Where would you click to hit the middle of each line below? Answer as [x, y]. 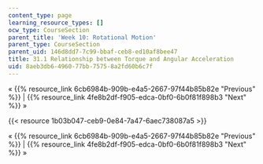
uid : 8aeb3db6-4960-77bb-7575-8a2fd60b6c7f [81, 67]
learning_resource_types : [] [56, 23]
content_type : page [40, 15]
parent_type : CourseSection [54, 45]
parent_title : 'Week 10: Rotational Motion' [82, 37]
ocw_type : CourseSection [49, 30]
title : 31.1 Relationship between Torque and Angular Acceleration [121, 60]
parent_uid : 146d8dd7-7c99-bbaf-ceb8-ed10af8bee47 [93, 52]
